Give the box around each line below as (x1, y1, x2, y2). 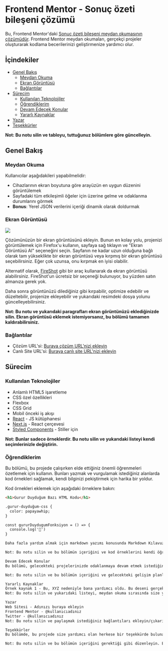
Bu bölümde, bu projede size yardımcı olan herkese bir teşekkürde (5, 632, 149, 637)
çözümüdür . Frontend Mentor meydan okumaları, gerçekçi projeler (5, 36, 141, 42)
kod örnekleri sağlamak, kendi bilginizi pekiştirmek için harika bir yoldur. (5, 476, 153, 482)
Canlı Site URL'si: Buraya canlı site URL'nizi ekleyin (12, 348, 116, 354)
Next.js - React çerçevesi (12, 421, 64, 427)
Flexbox (12, 399, 29, 405)
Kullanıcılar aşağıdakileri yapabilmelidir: (5, 172, 86, 178)
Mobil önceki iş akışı (12, 410, 54, 416)
